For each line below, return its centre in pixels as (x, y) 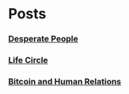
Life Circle (28, 61)
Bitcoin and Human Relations (65, 81)
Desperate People (43, 39)
